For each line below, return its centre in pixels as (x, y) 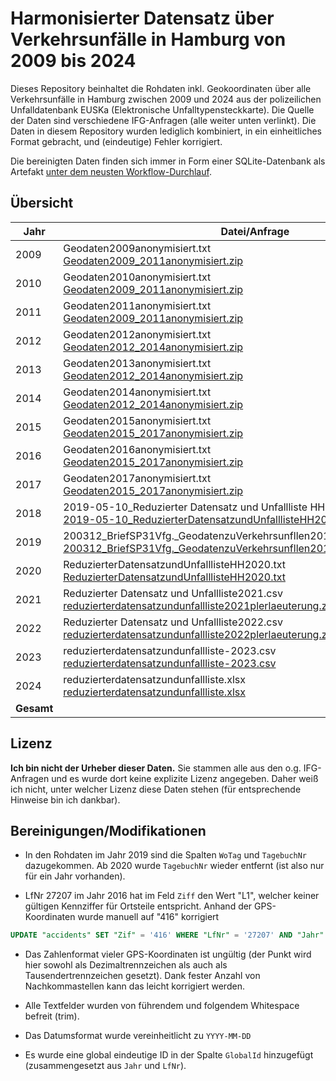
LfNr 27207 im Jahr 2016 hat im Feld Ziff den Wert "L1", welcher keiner (172, 896)
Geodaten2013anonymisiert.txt (137, 363)
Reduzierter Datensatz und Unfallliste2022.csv (173, 622)
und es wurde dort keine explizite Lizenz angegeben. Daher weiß (185, 778)
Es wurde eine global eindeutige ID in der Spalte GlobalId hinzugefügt (169, 1055)
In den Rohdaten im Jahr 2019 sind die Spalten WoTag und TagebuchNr (166, 855)
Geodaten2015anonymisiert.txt (137, 420)
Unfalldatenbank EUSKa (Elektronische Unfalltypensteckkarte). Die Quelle (162, 109)
